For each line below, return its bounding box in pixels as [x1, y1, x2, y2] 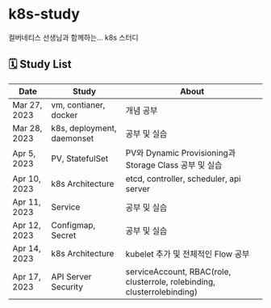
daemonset [51, 133, 94, 144]
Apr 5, [12, 147, 36, 158]
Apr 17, [12, 271, 42, 282]
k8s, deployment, [51, 122, 117, 133]
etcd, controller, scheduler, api [125, 173, 241, 184]
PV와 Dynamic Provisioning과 [125, 147, 236, 158]
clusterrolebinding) [125, 286, 198, 297]
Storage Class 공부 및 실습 [125, 159, 223, 171]
